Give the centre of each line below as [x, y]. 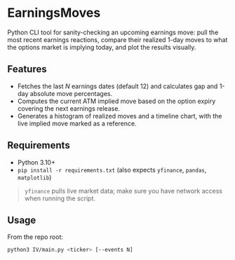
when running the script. [60, 198]
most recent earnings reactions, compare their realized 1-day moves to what [117, 39]
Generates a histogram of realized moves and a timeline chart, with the [120, 116]
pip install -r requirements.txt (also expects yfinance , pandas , [112, 170]
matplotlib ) [34, 177]
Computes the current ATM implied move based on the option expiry [116, 101]
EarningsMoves [54, 13]
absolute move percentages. [71, 93]
